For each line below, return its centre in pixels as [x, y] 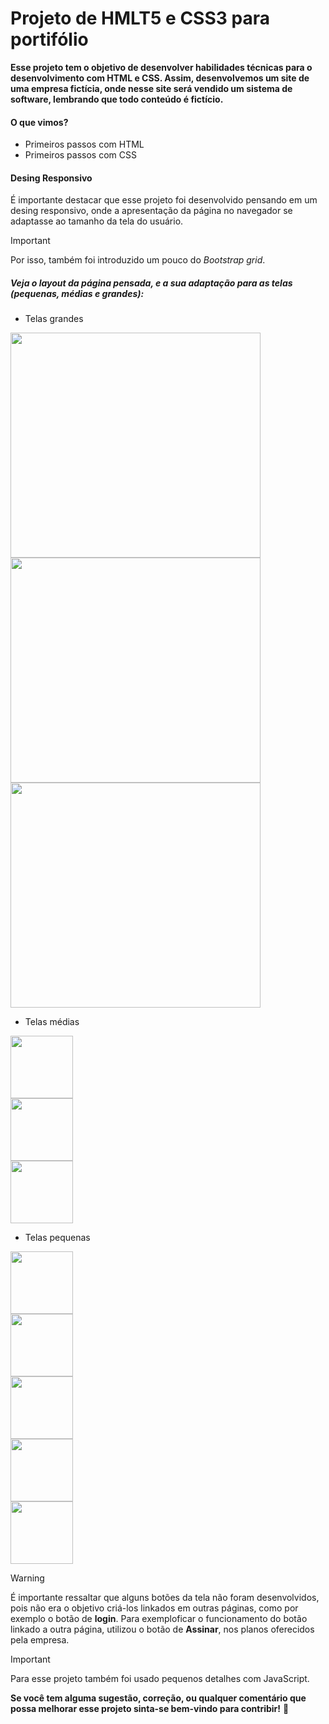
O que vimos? [39, 122]
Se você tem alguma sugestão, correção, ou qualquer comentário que [158, 1698]
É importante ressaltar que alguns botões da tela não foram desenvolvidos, [165, 1598]
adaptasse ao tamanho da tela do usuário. [97, 221]
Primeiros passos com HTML [84, 144]
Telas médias [52, 1022]
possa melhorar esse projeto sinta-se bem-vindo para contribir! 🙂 [150, 1709]
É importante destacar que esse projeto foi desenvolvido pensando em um [164, 200]
